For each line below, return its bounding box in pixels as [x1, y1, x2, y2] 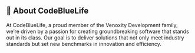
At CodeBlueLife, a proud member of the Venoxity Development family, [6, 21, 178, 28]
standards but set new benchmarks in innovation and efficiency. [6, 40, 162, 47]
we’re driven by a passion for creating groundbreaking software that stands [6, 28, 190, 35]
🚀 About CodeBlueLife [6, 6, 89, 16]
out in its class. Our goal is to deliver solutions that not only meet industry [6, 34, 184, 41]
